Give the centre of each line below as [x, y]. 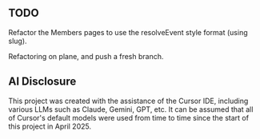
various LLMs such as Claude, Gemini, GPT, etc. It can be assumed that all [131, 109]
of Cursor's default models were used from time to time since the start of [129, 117]
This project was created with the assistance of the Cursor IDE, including [128, 101]
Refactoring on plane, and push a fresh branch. [86, 56]
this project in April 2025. [50, 126]
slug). [18, 41]
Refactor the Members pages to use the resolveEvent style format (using [128, 32]
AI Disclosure [42, 82]
